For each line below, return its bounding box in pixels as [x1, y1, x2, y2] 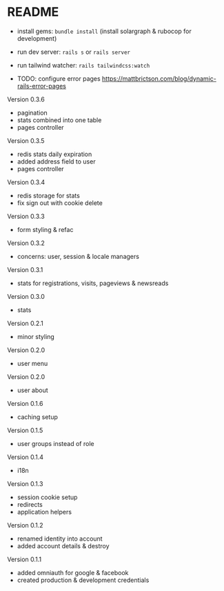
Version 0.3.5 [7, 136, 45, 145]
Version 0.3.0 [7, 292, 45, 300]
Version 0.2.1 [7, 319, 43, 327]
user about [17, 386, 48, 394]
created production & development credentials [17, 576, 150, 584]
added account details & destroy [17, 541, 110, 550]
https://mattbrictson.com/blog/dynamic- [102, 74, 217, 83]
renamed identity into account [17, 534, 103, 543]
